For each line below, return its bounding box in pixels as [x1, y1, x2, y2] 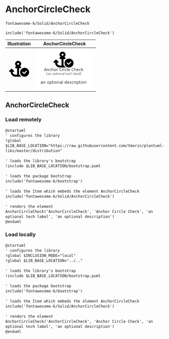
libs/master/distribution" [5, 148, 62, 153]
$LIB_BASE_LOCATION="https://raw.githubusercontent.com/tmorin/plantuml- [5, 143, 165, 148]
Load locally [5, 231, 36, 238]
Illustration [7, 41, 31, 47]
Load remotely [5, 116, 42, 123]
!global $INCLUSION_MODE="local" [5, 253, 76, 258]
